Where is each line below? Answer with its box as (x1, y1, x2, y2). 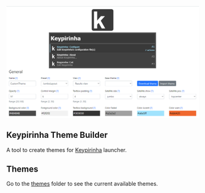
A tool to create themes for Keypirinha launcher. (6, 146, 127, 153)
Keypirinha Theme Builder (6, 130, 108, 140)
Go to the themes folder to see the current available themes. (6, 180, 158, 187)
